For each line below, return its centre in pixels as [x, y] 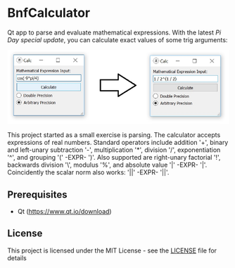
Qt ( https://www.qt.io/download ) [64, 211]
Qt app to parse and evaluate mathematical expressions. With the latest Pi [114, 32]
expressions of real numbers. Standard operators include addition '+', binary [118, 143]
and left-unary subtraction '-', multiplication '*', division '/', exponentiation [114, 150]
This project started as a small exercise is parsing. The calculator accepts [114, 135]
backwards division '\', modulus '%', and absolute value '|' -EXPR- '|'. [107, 165]
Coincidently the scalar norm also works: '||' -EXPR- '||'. [88, 172]
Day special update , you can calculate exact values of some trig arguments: [118, 39]
